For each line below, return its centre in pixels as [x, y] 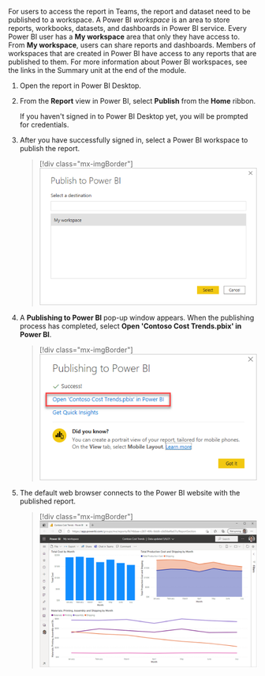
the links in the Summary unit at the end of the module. [97, 70]
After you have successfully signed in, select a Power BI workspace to [134, 140]
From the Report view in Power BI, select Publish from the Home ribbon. [138, 101]
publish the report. [50, 148]
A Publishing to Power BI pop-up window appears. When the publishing [137, 317]
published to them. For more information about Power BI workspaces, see [128, 62]
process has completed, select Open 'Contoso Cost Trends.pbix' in [131, 326]
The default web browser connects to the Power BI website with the [130, 492]
